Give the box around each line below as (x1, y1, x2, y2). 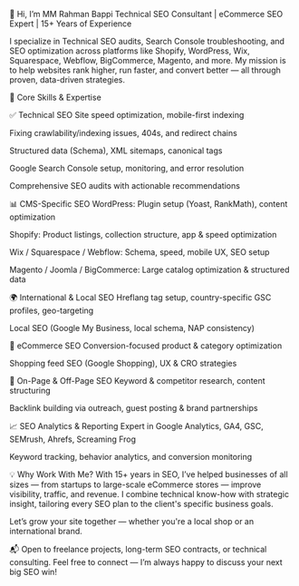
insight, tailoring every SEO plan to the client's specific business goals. (9, 499, 274, 509)
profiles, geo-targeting (9, 305, 94, 316)
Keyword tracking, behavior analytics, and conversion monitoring (9, 452, 253, 462)
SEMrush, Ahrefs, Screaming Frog (9, 434, 137, 444)
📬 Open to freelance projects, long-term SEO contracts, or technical (9, 544, 267, 554)
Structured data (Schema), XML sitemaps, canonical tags (9, 145, 223, 156)
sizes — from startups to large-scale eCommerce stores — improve (9, 479, 262, 490)
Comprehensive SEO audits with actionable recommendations (9, 181, 240, 190)
